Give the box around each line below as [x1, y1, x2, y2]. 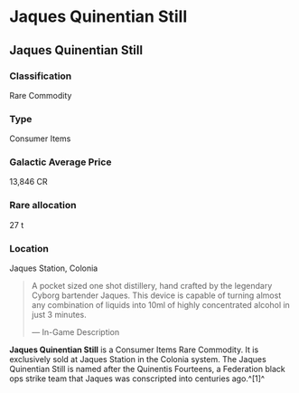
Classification [9, 70, 72, 82]
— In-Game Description [31, 327, 120, 338]
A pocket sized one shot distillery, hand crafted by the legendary [31, 281, 273, 292]
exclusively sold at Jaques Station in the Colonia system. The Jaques [9, 354, 266, 365]
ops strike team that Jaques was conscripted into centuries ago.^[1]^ [9, 373, 265, 384]
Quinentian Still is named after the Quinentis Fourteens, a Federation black [9, 364, 286, 375]
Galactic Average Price [9, 156, 112, 168]
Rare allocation [9, 199, 77, 212]
